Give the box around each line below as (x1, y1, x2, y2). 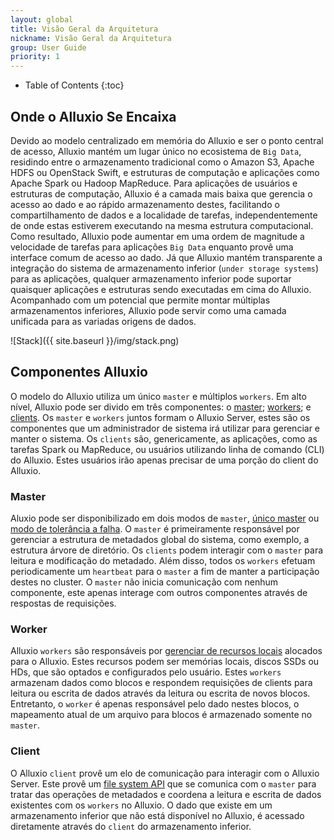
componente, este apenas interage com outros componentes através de (10, 587, 308, 599)
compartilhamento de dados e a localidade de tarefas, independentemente (10, 209, 318, 221)
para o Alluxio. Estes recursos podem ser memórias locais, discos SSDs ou (10, 656, 320, 668)
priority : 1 (10, 52, 60, 62)
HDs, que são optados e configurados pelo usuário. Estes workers (10, 666, 282, 678)
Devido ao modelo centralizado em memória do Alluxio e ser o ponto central (10, 134, 324, 146)
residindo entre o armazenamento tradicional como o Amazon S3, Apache (10, 156, 315, 168)
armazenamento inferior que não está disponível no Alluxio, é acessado (10, 809, 305, 821)
